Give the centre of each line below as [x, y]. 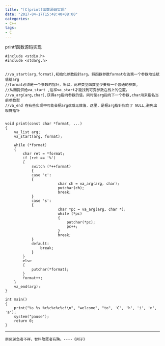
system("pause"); [32, 317]
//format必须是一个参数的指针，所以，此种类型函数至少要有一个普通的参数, [72, 85]
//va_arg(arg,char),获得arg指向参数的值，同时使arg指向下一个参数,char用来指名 [80, 95]
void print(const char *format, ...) [44, 124]
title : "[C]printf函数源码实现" [36, 10]
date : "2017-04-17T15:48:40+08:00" [41, 14]
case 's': [41, 201]
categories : [17, 19]
